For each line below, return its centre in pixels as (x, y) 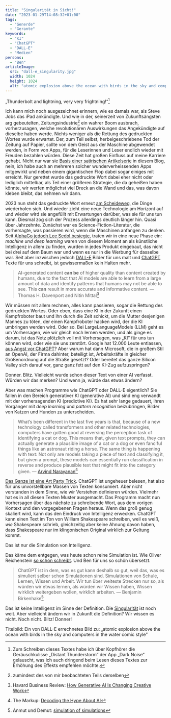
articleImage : (20, 67)
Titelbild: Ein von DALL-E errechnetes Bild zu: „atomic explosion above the (83, 629)
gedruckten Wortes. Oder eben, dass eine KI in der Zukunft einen (74, 311)
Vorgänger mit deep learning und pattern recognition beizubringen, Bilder (82, 406)
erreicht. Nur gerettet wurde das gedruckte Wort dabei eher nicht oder (79, 177)
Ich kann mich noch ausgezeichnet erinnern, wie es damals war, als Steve (83, 111)
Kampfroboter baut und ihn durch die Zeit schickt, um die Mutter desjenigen (85, 316)
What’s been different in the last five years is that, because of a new (89, 422)
